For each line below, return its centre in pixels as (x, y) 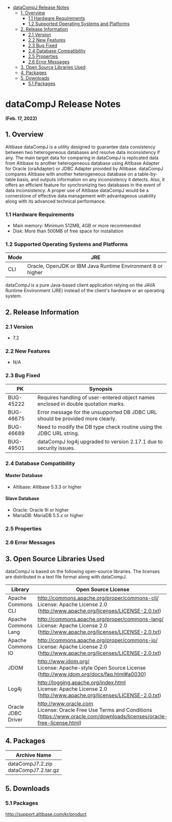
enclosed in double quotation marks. (81, 404)
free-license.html (59, 723)
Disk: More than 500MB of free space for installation (68, 231)
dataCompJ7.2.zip (30, 764)
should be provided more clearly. (77, 418)
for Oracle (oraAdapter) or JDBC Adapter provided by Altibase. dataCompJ (84, 168)
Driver (15, 720)
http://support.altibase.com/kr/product (46, 814)
